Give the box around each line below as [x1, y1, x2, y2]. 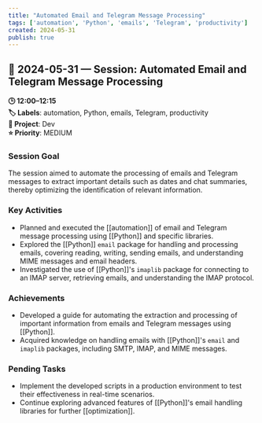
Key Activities [8, 205, 63, 216]
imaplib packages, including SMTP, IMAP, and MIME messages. [19, 344, 227, 353]
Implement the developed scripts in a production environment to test [19, 381, 242, 391]
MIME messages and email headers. [19, 256, 138, 266]
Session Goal [8, 150, 60, 161]
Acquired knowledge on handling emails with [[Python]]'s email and [19, 335, 240, 344]
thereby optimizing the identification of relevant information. [8, 186, 203, 195]
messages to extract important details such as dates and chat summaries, [8, 177, 248, 186]
